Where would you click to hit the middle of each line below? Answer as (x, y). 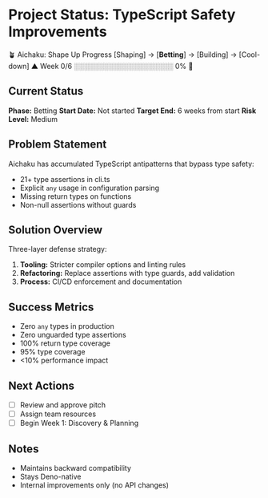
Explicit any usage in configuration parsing (90, 188)
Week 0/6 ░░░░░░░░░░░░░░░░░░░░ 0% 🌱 (116, 66)
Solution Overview (55, 230)
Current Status (46, 91)
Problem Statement (58, 145)
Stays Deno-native (50, 476)
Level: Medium (33, 119)
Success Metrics (51, 307)
